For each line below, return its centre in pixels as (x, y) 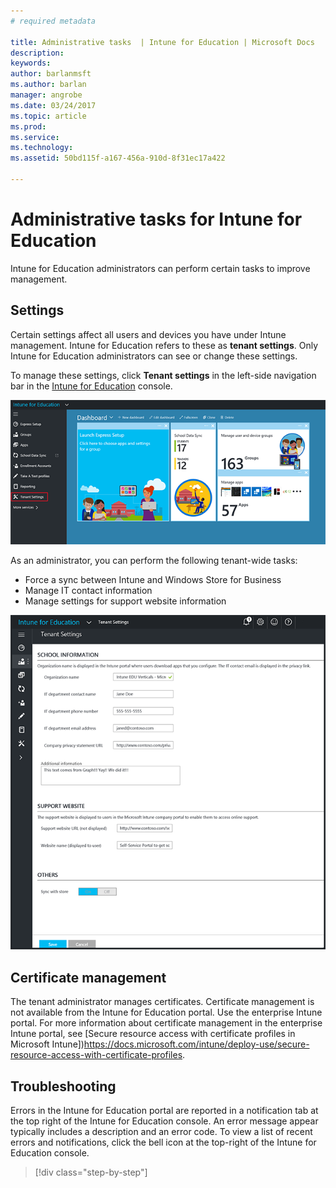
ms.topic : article (48, 116)
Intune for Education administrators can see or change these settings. (154, 356)
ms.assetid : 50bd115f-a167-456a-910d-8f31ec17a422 (118, 158)
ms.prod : (28, 126)
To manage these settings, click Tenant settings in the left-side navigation (163, 375)
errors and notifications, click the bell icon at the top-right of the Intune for (163, 1142)
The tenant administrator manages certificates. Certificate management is (162, 1002)
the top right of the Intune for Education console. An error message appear (164, 1121)
